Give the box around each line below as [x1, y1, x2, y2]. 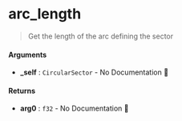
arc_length [8, 5, 82, 23]
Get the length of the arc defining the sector [27, 31, 174, 41]
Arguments [8, 50, 47, 59]
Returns [8, 86, 36, 95]
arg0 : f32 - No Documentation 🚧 [19, 103, 129, 113]
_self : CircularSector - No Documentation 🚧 [19, 67, 169, 77]
